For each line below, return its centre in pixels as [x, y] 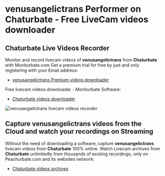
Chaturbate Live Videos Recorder [57, 48]
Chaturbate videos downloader [44, 99]
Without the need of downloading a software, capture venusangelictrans [80, 143]
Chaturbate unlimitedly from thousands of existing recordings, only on [77, 154]
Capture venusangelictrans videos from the [73, 124]
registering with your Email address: [42, 70]
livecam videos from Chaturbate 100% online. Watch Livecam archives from [82, 148]
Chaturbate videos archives [40, 169]
